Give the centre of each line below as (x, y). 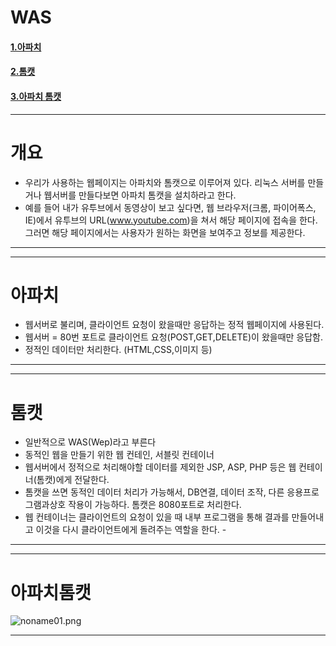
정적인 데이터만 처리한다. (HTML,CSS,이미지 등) (118, 350)
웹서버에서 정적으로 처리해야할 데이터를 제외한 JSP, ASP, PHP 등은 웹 (160, 467)
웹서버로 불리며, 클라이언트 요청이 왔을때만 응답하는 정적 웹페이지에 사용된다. (174, 325)
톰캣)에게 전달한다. (73, 480)
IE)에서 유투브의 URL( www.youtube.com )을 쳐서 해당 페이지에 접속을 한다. (171, 220)
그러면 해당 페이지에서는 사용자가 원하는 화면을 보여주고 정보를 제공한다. (165, 232)
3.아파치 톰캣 (36, 96)
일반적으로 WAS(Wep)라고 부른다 (90, 442)
